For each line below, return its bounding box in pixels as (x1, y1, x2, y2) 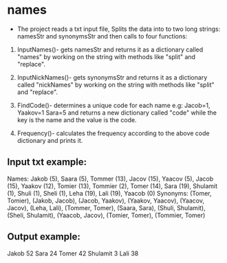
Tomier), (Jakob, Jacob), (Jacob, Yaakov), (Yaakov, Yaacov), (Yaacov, (7, 196, 205, 205)
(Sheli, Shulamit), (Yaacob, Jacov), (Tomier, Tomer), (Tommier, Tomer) (7, 211, 206, 219)
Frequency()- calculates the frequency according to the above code (17, 129, 210, 137)
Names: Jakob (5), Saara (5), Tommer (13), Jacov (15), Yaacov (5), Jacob (7, 174, 214, 183)
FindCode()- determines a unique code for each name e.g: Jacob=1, (17, 101, 211, 109)
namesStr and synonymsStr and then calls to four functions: (17, 32, 188, 40)
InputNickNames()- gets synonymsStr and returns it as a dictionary (17, 73, 208, 81)
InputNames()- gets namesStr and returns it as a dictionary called (17, 45, 204, 54)
